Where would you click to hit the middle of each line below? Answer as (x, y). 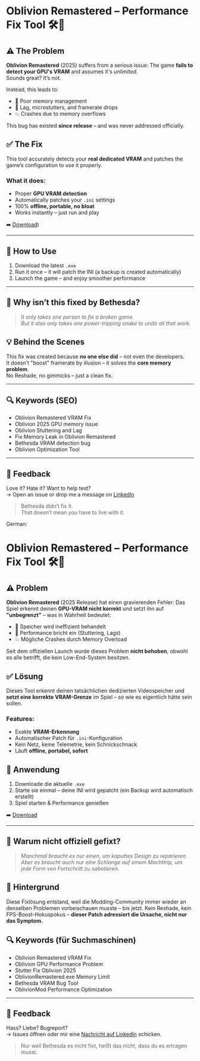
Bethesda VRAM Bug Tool (46, 983)
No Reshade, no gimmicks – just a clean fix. (60, 375)
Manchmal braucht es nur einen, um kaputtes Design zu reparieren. (104, 856)
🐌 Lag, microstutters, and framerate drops (66, 107)
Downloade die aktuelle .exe (50, 784)
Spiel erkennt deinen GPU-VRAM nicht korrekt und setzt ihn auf (85, 609)
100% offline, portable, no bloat (54, 206)
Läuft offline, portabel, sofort (51, 751)
